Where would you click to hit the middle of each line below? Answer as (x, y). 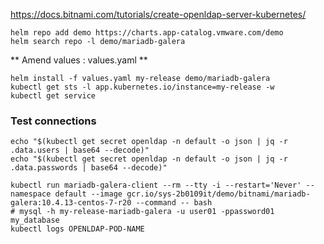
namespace (31, 194)
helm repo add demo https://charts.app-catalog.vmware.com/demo (147, 33)
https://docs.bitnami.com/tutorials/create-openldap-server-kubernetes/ (158, 14)
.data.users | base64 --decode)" (80, 150)
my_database (35, 220)
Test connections (53, 121)
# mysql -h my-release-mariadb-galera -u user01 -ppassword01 (142, 212)
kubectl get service (53, 96)
